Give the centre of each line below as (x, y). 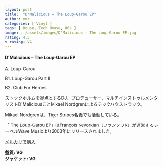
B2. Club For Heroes (26, 87)
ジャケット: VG (20, 158)
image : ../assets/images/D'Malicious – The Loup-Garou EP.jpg (71, 33)
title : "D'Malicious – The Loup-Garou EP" (51, 14)
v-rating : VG (19, 42)
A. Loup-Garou (20, 68)
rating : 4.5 (17, 38)
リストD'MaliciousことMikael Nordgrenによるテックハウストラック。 (75, 104)
